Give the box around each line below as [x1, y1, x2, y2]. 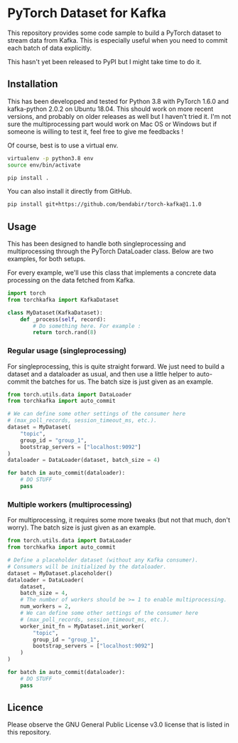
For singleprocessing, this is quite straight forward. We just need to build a [7, 362, 225, 371]
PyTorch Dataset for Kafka [7, 5, 167, 21]
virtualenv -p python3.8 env [7, 154, 94, 162]
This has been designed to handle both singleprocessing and [7, 240, 186, 248]
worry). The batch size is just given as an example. [7, 523, 156, 532]
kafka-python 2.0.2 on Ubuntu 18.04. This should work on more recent [7, 105, 214, 113]
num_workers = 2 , [20, 603, 72, 610]
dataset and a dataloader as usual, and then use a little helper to [7, 369, 195, 378]
